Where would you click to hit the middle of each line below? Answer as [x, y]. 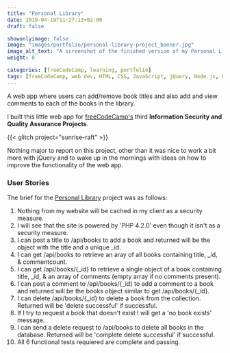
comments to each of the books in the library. [71, 103]
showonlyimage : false [38, 38]
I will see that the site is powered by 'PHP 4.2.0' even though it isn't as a [118, 225]
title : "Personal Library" [46, 13]
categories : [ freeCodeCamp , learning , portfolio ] [79, 70]
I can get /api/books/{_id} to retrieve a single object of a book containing [119, 269]
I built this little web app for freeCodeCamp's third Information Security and [115, 117]
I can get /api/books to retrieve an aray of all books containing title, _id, [117, 254]
